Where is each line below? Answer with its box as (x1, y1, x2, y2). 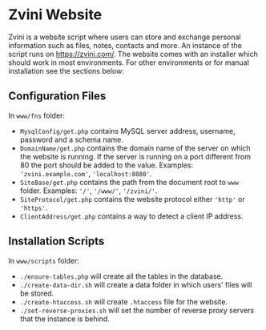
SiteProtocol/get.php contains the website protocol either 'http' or (19, 194, 246, 203)
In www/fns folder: (8, 111, 66, 120)
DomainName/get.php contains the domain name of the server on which (19, 143, 251, 153)
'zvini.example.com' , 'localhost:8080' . (19, 168, 152, 178)
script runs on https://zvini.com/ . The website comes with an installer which (8, 49, 259, 58)
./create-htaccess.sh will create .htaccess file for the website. (19, 296, 228, 306)
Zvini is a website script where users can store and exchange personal (8, 32, 241, 42)
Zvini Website (8, 6, 103, 24)
